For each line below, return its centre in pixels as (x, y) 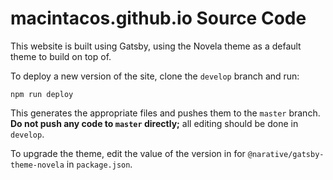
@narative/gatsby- (286, 154)
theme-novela (37, 165)
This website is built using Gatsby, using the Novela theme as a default (156, 46)
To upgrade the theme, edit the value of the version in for (128, 153)
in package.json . (99, 164)
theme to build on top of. (61, 56)
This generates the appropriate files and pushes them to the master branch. (165, 113)
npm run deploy (42, 94)
